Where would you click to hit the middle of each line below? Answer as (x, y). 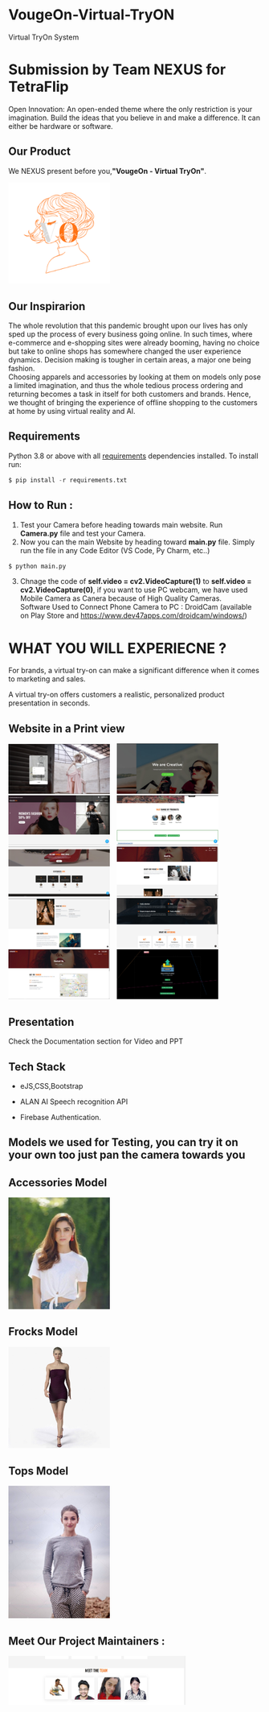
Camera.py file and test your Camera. (83, 533)
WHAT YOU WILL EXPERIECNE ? (118, 648)
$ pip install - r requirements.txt (68, 480)
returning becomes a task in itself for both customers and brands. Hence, (130, 394)
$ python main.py (37, 566)
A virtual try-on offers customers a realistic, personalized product (116, 695)
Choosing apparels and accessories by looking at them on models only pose (134, 377)
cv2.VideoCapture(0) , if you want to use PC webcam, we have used (134, 590)
